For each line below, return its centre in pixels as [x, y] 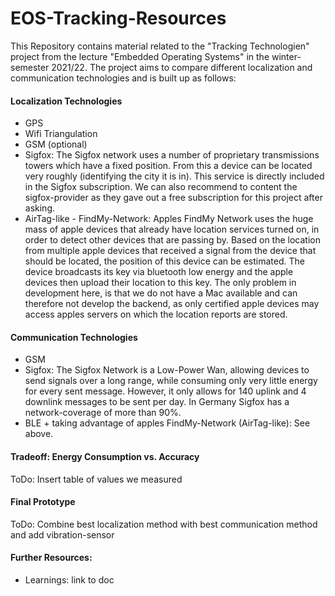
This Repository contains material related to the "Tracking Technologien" [160, 46]
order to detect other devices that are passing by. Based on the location [172, 240]
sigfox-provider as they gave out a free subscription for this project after [173, 198]
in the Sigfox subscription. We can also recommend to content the [161, 187]
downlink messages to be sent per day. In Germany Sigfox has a [157, 402]
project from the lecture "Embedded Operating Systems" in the [140, 56]
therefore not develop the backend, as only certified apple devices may [172, 304]
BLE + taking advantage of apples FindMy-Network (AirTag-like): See [167, 423]
